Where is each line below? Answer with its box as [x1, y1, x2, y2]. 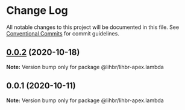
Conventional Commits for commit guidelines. [6, 29, 119, 37]
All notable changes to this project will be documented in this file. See [6, 23, 180, 31]
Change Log [6, 4, 68, 17]
